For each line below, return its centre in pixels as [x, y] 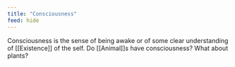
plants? [18, 55]
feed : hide [23, 20]
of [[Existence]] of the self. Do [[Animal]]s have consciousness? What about [117, 48]
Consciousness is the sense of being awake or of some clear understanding [118, 40]
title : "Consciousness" [42, 14]
